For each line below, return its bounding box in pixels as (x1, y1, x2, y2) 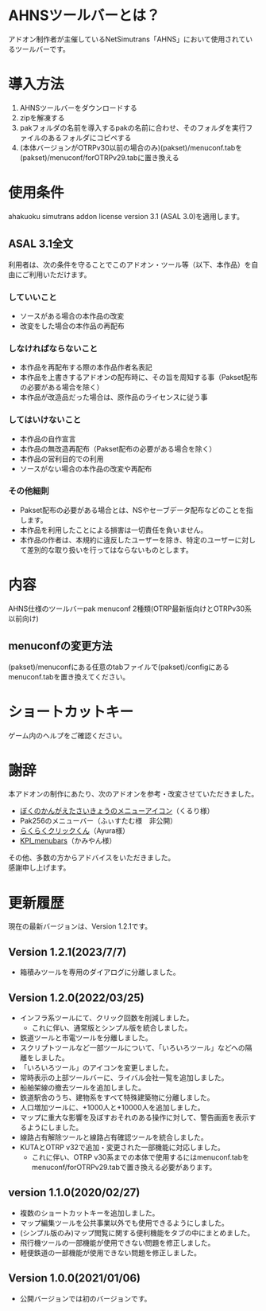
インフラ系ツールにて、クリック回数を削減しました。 (19, 1013, 194, 1023)
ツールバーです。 (14, 44, 70, 53)
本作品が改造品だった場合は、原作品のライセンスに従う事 (19, 393, 208, 402)
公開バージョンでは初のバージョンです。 (19, 1293, 152, 1303)
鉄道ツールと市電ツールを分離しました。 (19, 1033, 152, 1043)
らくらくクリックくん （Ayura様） (19, 826, 129, 836)
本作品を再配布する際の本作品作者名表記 (19, 362, 152, 372)
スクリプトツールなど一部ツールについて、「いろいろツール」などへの (19, 1043, 245, 1052)
